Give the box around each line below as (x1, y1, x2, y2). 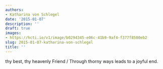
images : (5, 30, 22, 35)
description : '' (5, 21, 39, 26)
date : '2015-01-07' (5, 16, 46, 21)
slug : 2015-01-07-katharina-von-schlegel (5, 40, 94, 45)
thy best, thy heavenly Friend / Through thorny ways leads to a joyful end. (5, 58, 158, 64)
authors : (5, 7, 24, 12)
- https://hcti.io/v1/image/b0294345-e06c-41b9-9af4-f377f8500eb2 (5, 35, 147, 40)
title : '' (5, 44, 26, 49)
